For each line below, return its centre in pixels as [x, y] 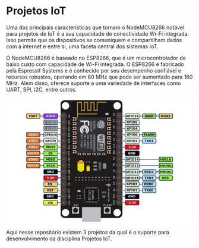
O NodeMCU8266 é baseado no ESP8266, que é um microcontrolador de [96, 58]
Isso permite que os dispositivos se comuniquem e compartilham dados [94, 40]
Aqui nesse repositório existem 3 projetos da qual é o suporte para [88, 232]
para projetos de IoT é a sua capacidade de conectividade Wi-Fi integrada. [97, 33]
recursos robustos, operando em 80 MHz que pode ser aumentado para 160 [99, 77]
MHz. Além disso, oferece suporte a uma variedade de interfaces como [94, 83]
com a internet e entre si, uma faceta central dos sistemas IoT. [82, 46]
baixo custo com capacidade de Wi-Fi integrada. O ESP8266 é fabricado [95, 64]
